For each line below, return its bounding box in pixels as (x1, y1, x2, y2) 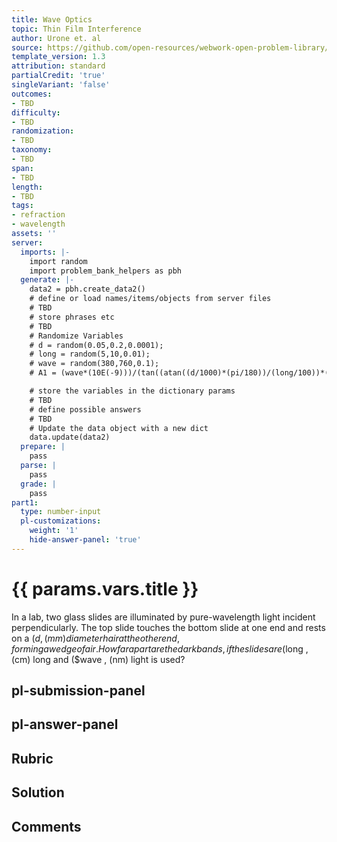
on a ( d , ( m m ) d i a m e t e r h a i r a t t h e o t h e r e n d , (11, 632, 180, 644)
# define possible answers (29, 404, 142, 415)
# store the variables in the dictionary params (29, 386, 236, 396)
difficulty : (11, 107, 61, 118)
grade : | (20, 479, 57, 489)
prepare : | (20, 442, 66, 452)
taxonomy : (11, 145, 53, 155)
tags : (11, 201, 34, 211)
